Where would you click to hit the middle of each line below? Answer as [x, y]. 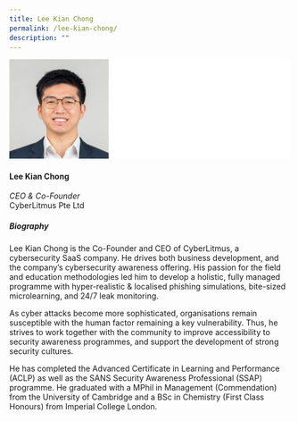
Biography [29, 226]
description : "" [39, 38]
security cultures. [41, 351]
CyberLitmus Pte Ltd [47, 206]
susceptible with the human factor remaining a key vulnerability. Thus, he [144, 323]
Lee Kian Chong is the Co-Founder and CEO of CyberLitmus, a [124, 248]
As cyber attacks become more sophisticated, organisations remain [133, 314]
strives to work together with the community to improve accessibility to [140, 333]
